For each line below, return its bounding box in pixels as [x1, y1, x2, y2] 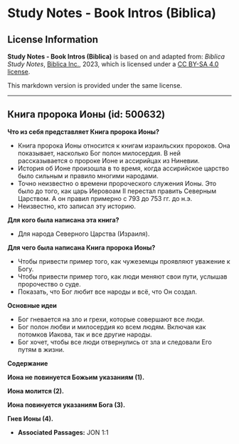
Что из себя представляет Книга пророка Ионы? [7, 127, 160, 136]
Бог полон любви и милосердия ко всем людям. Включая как [17, 322, 206, 331]
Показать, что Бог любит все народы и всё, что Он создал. [17, 287, 198, 296]
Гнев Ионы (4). [7, 414, 54, 423]
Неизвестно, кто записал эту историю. [17, 202, 137, 210]
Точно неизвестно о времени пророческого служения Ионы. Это [17, 179, 217, 187]
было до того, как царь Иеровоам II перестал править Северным [17, 187, 217, 195]
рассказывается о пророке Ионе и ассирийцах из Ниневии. [17, 156, 201, 165]
